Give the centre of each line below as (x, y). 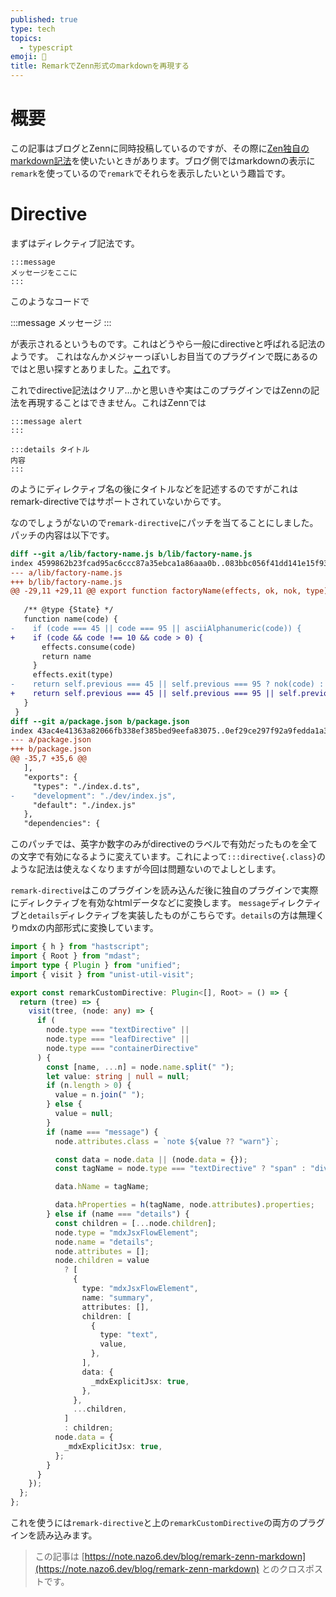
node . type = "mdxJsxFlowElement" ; (126, 1232)
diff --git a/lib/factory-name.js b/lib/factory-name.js (131, 554)
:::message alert (46, 421)
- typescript (46, 47)
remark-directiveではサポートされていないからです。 (118, 501)
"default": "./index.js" (84, 805)
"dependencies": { (62, 824)
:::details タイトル (50, 449)
